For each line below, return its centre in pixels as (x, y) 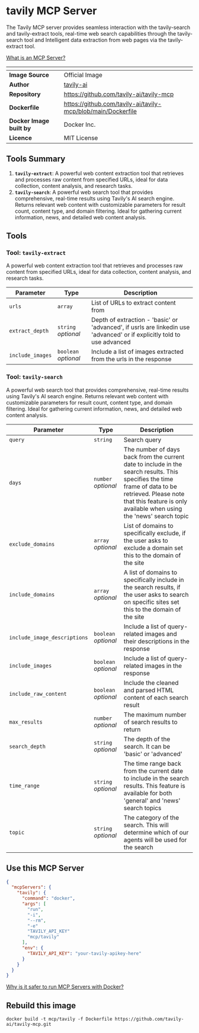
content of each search (156, 698)
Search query (142, 440)
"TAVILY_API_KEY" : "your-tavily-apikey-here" (85, 953)
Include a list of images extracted (137, 352)
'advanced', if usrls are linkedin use (140, 327)
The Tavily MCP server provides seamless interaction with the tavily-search (98, 27)
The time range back (153, 763)
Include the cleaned (151, 683)
